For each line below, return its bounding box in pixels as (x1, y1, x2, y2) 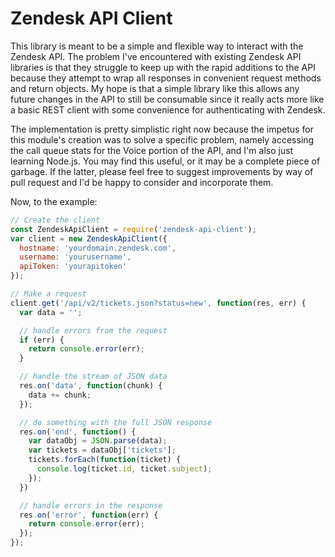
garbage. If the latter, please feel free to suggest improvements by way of (10, 165, 314, 177)
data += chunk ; (28, 390, 92, 400)
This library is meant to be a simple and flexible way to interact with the (10, 40, 304, 52)
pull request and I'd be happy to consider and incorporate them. (10, 176, 274, 188)
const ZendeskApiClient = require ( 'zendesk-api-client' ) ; (10, 224, 257, 234)
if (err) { (19, 335, 65, 345)
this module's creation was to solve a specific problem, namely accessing (10, 133, 315, 146)
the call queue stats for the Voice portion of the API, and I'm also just (10, 144, 294, 156)
